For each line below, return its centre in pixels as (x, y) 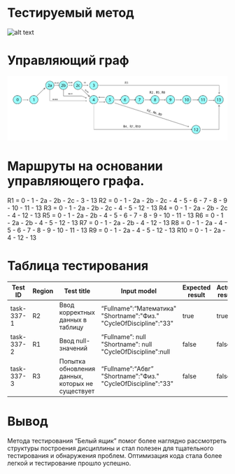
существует (77, 391)
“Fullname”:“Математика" (139, 308)
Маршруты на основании (85, 166)
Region (43, 291)
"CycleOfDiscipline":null (135, 352)
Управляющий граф (68, 60)
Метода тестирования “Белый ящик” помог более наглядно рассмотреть (117, 440)
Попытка (72, 361)
